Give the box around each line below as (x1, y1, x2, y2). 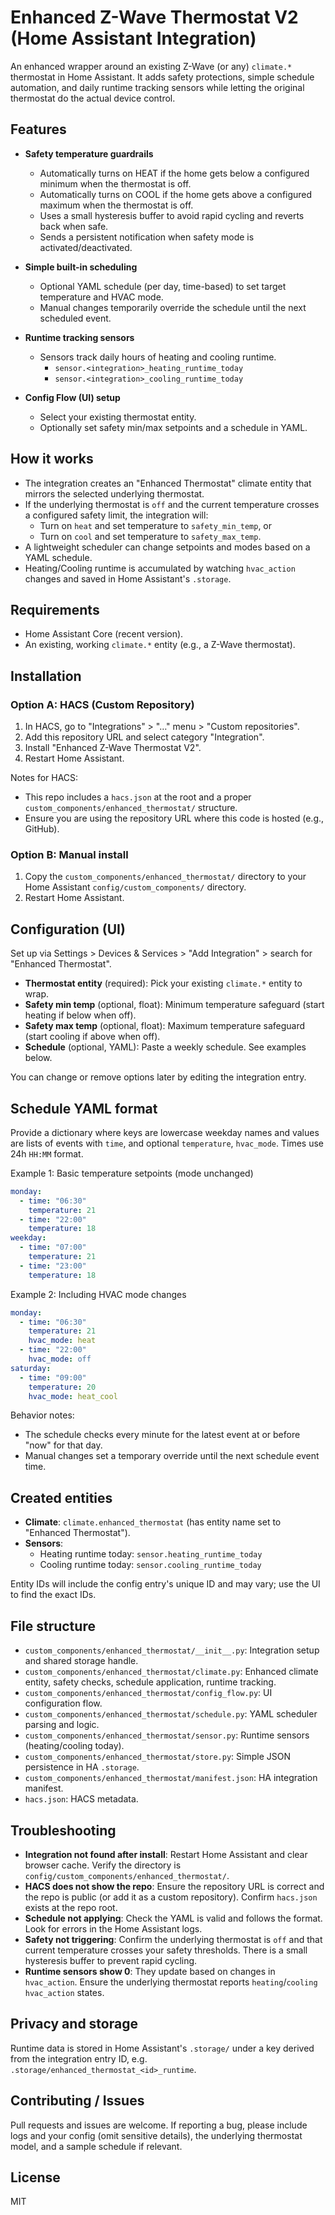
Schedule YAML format (10, 1100, 158, 1117)
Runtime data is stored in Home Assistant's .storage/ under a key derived (10, 2042, 315, 2054)
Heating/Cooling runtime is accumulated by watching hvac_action (24, 562, 296, 574)
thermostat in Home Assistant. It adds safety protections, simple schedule (10, 71, 315, 83)
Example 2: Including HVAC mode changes (10, 1288, 187, 1300)
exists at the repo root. (24, 1901, 118, 1913)
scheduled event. (39, 312, 112, 324)
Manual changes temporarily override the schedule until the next (39, 301, 307, 313)
